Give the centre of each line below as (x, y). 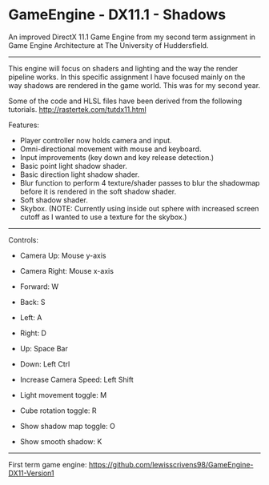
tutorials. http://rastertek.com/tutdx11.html (77, 109)
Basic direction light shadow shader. (80, 174)
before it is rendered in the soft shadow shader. (98, 191)
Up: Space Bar (44, 348)
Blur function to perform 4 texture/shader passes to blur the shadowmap (140, 182)
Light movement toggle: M (63, 395)
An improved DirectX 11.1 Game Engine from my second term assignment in (132, 37)
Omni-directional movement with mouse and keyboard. (110, 149)
